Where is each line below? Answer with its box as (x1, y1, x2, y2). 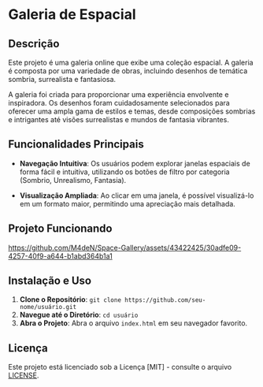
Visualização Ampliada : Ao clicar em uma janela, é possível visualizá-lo (19, 191, 254, 200)
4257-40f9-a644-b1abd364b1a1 (8, 251, 113, 261)
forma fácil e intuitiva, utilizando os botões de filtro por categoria (19, 167, 230, 177)
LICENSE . (8, 370, 39, 380)
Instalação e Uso (8, 274, 92, 288)
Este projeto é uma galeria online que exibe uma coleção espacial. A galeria (8, 58, 254, 67)
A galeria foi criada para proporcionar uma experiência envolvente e (8, 90, 229, 99)
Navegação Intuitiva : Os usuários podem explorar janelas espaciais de (19, 158, 250, 168)
